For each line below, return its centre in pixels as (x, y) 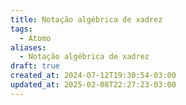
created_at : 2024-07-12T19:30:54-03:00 (93, 76)
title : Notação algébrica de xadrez (86, 19)
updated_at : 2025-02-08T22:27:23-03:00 (93, 85)
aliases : (28, 47)
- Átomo (35, 38)
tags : (21, 29)
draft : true (35, 66)
